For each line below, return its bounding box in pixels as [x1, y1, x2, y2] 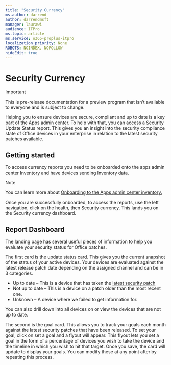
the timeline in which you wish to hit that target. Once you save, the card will [5, 343, 166, 350]
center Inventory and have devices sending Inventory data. [5, 169, 129, 176]
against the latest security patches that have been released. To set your [5, 327, 156, 333]
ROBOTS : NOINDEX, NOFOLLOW [5, 45, 63, 51]
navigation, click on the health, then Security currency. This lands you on [5, 205, 159, 211]
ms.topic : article [5, 31, 44, 36]
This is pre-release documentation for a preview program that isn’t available [5, 99, 165, 105]
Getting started [5, 151, 55, 159]
